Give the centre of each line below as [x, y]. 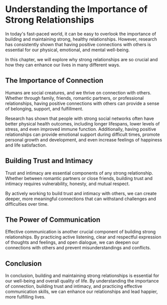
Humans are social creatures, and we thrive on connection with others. [78, 93]
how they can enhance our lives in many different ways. [63, 65]
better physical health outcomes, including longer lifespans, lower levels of [82, 123]
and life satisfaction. [26, 145]
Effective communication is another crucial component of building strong [80, 232]
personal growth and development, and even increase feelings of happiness [84, 139]
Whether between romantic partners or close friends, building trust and [79, 178]
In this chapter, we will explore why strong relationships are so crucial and [81, 59]
